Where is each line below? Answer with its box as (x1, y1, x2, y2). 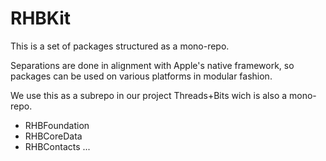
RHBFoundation (24, 119, 90, 131)
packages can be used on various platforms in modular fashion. (10, 70, 273, 82)
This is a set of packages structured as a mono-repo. (10, 40, 230, 52)
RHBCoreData (24, 130, 83, 142)
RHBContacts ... (24, 140, 91, 152)
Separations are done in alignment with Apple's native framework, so (10, 59, 295, 71)
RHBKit (10, 7, 72, 30)
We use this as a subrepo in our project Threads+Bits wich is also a (10, 89, 288, 101)
